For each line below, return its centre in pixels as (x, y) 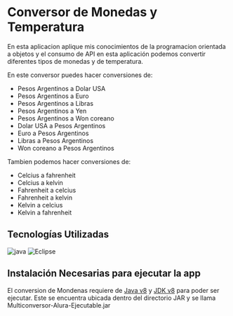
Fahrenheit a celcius (47, 190)
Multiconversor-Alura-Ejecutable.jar (59, 305)
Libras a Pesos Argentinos (55, 140)
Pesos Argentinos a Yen (52, 111)
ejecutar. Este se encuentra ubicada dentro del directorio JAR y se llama (112, 298)
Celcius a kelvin (40, 182)
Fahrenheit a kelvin (45, 198)
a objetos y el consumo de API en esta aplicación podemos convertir (106, 54)
